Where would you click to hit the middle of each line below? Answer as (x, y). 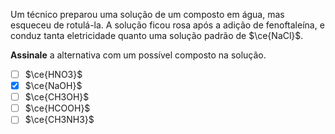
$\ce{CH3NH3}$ (59, 120)
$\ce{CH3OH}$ (57, 97)
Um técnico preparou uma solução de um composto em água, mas (147, 14)
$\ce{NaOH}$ (53, 86)
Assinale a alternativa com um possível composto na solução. (138, 55)
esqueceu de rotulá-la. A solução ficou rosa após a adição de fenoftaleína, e (167, 25)
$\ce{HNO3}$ (53, 74)
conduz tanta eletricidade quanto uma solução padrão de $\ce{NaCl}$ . (157, 35)
